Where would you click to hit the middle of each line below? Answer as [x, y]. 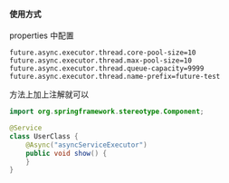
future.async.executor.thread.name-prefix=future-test [115, 77]
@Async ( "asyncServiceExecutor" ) [86, 145]
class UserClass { [44, 136]
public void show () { [66, 153]
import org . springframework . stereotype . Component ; [107, 112]
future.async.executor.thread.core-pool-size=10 [103, 53]
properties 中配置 [42, 35]
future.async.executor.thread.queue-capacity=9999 [107, 69]
